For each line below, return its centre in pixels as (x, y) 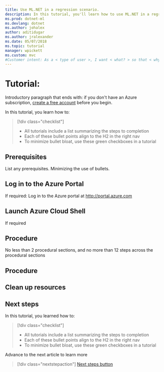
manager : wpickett (24, 50)
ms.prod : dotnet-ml (25, 19)
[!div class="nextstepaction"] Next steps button (65, 364)
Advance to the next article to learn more (46, 355)
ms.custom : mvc (20, 55)
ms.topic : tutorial (25, 46)
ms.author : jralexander (29, 37)
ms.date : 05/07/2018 (26, 42)
